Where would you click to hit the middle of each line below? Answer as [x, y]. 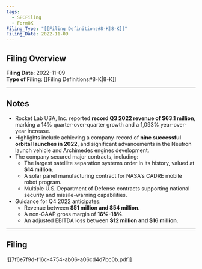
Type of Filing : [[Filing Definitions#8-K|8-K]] [61, 79]
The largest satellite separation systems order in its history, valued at [109, 163]
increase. [39, 131]
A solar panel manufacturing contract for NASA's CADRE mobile [103, 175]
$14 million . [38, 169]
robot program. [43, 182]
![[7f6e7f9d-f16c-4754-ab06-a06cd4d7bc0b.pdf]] [69, 259]
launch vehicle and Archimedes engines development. [82, 150]
